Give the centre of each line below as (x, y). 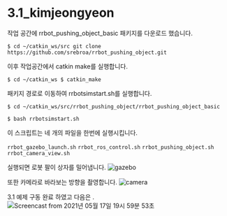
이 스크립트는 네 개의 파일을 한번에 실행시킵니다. (73, 132)
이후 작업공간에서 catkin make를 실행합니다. (67, 66)
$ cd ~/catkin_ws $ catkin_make (54, 79)
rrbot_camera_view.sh (39, 153)
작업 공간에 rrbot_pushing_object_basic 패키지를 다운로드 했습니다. (100, 33)
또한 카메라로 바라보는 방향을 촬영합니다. (62, 182)
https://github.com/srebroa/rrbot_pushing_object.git (87, 52)
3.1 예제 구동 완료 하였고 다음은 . (51, 196)
